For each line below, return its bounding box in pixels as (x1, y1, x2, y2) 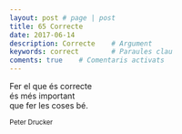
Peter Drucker (9, 118, 54, 127)
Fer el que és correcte (9, 81, 93, 91)
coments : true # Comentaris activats (9, 56, 166, 65)
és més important (9, 90, 76, 101)
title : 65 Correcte (9, 22, 84, 31)
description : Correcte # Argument (9, 38, 153, 48)
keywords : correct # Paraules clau (9, 47, 173, 57)
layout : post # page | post (9, 13, 116, 23)
